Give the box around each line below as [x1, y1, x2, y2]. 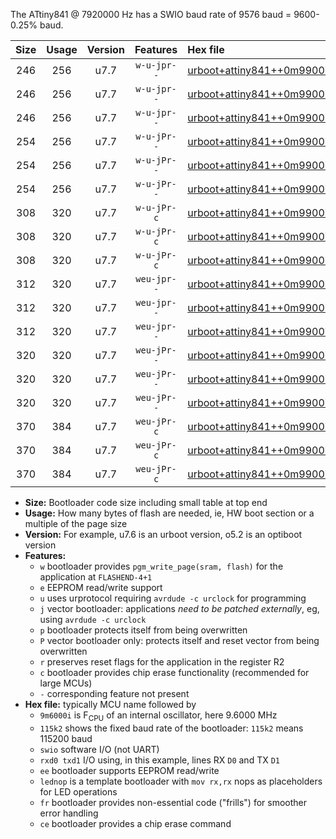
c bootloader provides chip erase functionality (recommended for [39, 667, 310, 678]
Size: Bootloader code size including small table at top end [24, 497, 268, 508]
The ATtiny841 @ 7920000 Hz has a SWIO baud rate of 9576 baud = [10, 9, 292, 20]
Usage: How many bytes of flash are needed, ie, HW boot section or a [24, 507, 315, 519]
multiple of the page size [24, 518, 128, 529]
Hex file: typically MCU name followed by [24, 699, 197, 710]
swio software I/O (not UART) [39, 743, 160, 755]
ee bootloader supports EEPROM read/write [39, 764, 220, 776]
